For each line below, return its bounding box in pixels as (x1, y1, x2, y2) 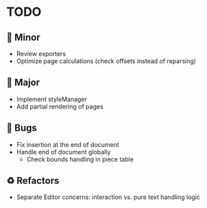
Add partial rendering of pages (16, 102, 103, 111)
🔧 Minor (6, 32, 40, 43)
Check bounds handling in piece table (26, 155, 134, 163)
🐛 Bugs (6, 122, 37, 134)
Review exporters (16, 49, 66, 58)
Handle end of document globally (16, 148, 111, 156)
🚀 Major (6, 77, 40, 89)
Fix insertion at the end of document (16, 140, 119, 148)
